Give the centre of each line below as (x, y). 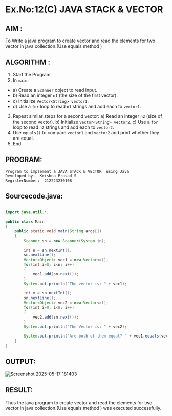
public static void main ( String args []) (58, 231)
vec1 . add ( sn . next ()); (56, 274)
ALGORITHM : (28, 62)
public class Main (25, 222)
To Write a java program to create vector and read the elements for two (80, 41)
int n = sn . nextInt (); (48, 250)
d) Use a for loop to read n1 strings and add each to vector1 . (77, 106)
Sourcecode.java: (34, 196)
